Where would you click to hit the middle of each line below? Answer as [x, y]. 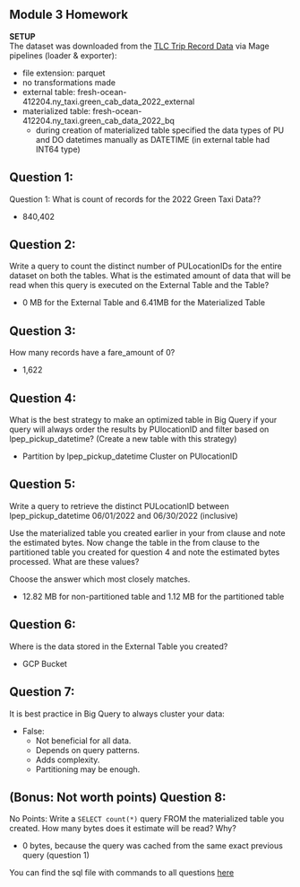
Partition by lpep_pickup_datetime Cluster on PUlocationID [130, 456]
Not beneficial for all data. [83, 741]
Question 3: [43, 331]
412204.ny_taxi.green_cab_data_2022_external [108, 101]
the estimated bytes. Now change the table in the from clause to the [134, 542]
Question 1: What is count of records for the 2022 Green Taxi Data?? [135, 199]
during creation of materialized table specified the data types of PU [160, 130]
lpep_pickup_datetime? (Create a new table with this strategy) [123, 439]
